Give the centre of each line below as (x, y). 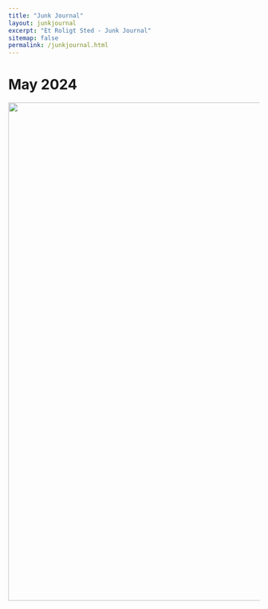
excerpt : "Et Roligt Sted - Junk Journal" (80, 30)
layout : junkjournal (43, 23)
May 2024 (43, 85)
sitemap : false (33, 38)
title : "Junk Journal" (46, 16)
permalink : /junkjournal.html (59, 45)
